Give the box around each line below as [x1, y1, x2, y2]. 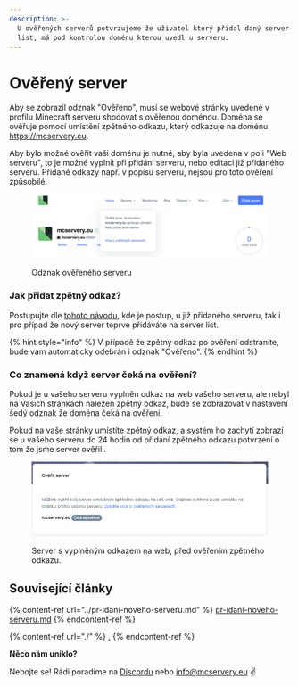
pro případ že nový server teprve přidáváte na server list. [9, 319, 219, 330]
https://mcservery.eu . [9, 130, 89, 142]
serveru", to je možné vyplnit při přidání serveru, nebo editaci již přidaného [9, 157, 285, 169]
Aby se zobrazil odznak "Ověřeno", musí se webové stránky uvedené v [9, 103, 270, 113]
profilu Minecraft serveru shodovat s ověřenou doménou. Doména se [9, 112, 263, 122]
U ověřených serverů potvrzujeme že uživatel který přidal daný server [17, 23, 290, 33]
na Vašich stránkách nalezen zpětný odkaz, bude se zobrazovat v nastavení [9, 398, 288, 409]
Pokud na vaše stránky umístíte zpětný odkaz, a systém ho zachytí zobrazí [9, 425, 284, 436]
